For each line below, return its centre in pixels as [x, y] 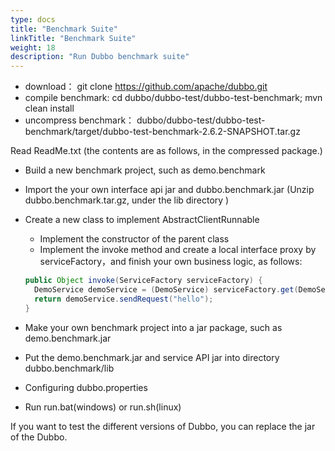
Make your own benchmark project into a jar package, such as [153, 327]
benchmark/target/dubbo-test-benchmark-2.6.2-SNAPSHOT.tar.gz [162, 132]
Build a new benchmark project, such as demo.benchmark [145, 170]
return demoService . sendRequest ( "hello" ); [124, 299]
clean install [49, 108]
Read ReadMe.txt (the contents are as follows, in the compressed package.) [166, 151]
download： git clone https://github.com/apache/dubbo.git [146, 87]
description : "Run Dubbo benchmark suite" [100, 57]
